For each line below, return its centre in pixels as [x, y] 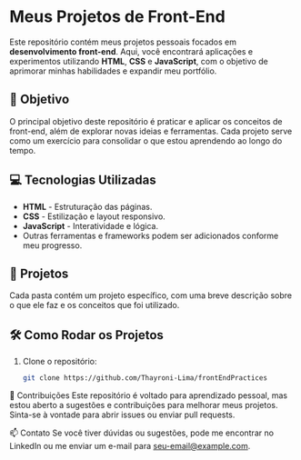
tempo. [23, 150]
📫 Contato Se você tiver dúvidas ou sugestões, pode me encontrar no [142, 433]
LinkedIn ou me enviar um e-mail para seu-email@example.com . [130, 446]
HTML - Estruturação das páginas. [87, 206]
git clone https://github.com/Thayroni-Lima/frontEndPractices [145, 378]
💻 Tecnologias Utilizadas [83, 180]
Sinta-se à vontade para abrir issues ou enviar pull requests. [122, 415]
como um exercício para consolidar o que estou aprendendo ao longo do [146, 140]
